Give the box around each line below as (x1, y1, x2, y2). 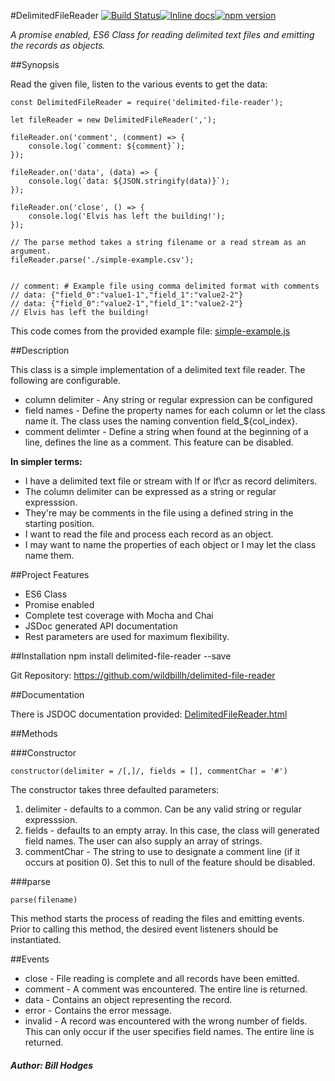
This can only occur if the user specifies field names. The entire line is (24, 1026, 315, 1037)
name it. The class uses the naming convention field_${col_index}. (24, 415, 298, 427)
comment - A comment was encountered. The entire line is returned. (24, 983, 308, 995)
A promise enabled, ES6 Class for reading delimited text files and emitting (10, 29, 315, 40)
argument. (10, 246, 52, 256)
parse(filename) (10, 895, 78, 905)
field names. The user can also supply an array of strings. (24, 835, 263, 847)
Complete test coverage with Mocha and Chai (24, 610, 214, 621)
